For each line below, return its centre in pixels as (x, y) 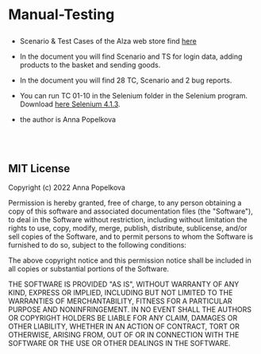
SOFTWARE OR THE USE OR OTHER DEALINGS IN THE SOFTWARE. (119, 343)
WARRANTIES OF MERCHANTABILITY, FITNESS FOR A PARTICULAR (120, 301)
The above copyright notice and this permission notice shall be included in (130, 260)
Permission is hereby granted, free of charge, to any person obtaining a (125, 203)
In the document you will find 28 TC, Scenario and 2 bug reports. (126, 80)
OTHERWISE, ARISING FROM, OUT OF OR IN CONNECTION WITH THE (124, 335)
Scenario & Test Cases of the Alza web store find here (108, 41)
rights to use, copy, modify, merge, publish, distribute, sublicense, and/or (128, 228)
